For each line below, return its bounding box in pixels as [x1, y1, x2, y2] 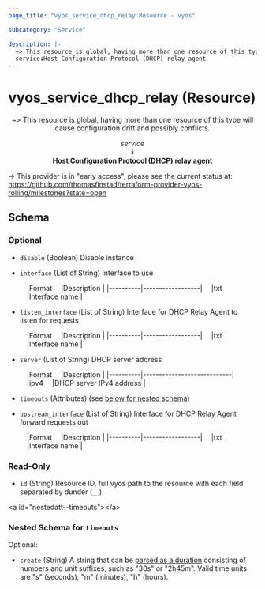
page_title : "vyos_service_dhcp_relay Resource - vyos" [8, 11, 196, 20]
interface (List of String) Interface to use [19, 268, 154, 278]
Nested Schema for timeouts [8, 522, 119, 533]
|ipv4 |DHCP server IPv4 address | [26, 378, 146, 387]
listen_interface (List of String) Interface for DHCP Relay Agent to [19, 307, 238, 316]
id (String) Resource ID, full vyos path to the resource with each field [19, 479, 244, 489]
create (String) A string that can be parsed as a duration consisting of [19, 555, 246, 565]
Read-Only [8, 460, 51, 471]
